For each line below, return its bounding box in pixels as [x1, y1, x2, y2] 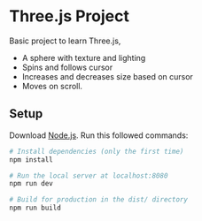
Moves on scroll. [21, 80, 82, 91]
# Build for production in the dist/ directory [9, 195, 189, 204]
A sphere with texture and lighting [21, 52, 146, 63]
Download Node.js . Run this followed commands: [9, 130, 189, 141]
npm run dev [9, 179, 53, 188]
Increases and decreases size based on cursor [21, 71, 193, 81]
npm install [9, 155, 53, 164]
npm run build [9, 203, 62, 213]
